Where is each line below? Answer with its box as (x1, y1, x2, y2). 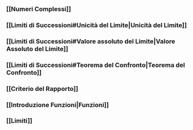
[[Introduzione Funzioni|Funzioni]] (6, 101, 109, 109)
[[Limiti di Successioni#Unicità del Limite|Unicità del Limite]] (6, 20, 187, 29)
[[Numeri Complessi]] (6, 5, 71, 13)
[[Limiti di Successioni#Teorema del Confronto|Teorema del (6, 61, 185, 69)
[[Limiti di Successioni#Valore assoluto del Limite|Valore (6, 37, 176, 45)
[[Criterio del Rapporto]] (6, 84, 78, 93)
